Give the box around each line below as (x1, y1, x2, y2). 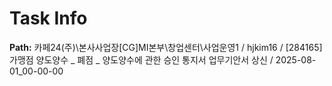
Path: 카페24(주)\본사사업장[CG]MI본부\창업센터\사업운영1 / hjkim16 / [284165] (9, 41, 323, 53)
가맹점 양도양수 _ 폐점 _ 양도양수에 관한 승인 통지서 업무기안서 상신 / (9, 53, 274, 66)
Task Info (9, 7, 88, 30)
